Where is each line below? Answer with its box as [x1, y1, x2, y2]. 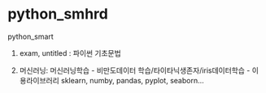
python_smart [7, 32, 54, 41]
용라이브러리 [19, 75, 60, 85]
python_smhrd [7, 5, 109, 23]
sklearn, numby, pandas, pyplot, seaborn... [61, 75, 204, 85]
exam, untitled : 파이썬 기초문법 [19, 48, 121, 57]
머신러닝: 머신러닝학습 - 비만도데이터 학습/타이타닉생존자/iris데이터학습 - [19, 66, 251, 75]
